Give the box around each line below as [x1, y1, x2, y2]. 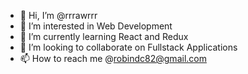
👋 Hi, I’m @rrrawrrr [19, 10, 98, 21]
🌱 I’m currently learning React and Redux [19, 31, 189, 42]
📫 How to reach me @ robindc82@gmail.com [19, 53, 207, 64]
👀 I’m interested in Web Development [19, 20, 173, 32]
